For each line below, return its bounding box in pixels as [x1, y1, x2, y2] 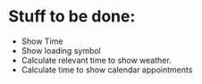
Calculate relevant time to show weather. [21, 55, 172, 65]
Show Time [21, 36, 63, 46]
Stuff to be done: [8, 6, 136, 27]
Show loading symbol [21, 45, 102, 55]
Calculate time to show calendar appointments [21, 64, 193, 75]
